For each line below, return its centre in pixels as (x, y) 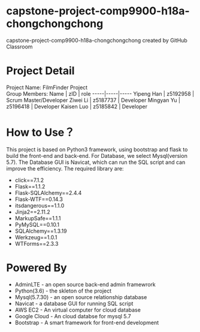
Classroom (19, 47)
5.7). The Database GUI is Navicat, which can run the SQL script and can (96, 162)
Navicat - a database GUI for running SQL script (74, 303)
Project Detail (40, 71)
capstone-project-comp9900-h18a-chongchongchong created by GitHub (97, 40)
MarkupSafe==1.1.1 (38, 218)
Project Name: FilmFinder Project (47, 87)
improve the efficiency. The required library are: (65, 168)
